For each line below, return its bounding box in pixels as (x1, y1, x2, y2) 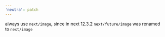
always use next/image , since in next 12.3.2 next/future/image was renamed (5, 21, 161, 27)
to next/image (5, 26, 33, 32)
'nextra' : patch (5, 7, 39, 12)
